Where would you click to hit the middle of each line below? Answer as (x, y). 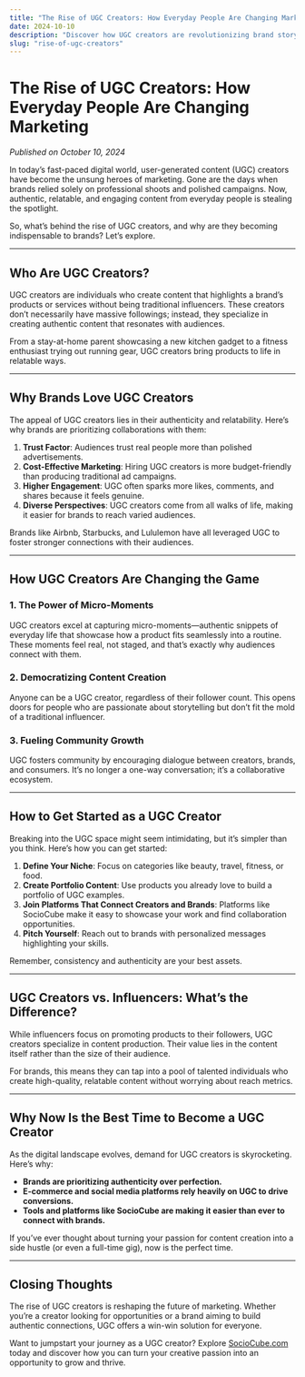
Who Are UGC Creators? (79, 273)
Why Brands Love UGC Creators (102, 398)
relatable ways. (38, 361)
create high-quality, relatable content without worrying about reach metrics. (151, 1080)
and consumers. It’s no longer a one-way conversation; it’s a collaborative (148, 770)
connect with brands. (64, 1220)
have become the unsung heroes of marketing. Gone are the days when (144, 179)
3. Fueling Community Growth (77, 740)
